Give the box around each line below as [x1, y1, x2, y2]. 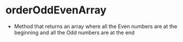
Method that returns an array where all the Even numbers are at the [14, 23, 178, 30]
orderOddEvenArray [5, 3, 107, 17]
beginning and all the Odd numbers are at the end [14, 29, 135, 36]
